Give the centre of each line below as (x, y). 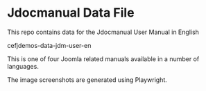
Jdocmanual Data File (71, 13)
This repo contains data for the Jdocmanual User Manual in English (103, 32)
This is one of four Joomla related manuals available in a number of (103, 59)
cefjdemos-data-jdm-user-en (49, 45)
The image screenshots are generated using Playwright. (87, 80)
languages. (23, 66)
